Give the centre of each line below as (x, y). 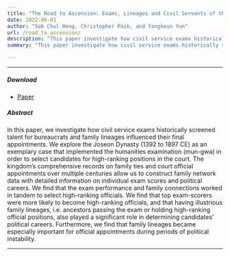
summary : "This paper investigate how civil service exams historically (113, 45)
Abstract (20, 112)
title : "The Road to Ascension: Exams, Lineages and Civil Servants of (111, 13)
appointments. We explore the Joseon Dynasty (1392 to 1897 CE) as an (107, 144)
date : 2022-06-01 (32, 20)
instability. (22, 239)
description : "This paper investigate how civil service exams (99, 39)
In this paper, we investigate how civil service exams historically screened (111, 129)
